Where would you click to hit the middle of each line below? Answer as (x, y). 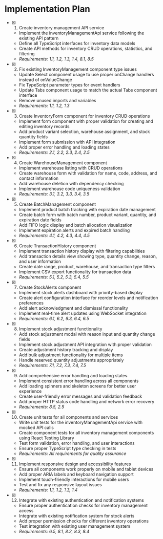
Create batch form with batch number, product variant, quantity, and (88, 215)
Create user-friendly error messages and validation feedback (81, 396)
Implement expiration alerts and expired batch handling (74, 230)
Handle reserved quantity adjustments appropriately (71, 360)
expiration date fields (40, 220)
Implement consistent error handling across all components (79, 381)
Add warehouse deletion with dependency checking (71, 183)
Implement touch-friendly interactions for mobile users (74, 479)
